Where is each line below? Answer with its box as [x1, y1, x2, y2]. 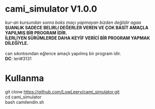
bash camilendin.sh [5, 99, 44, 105]
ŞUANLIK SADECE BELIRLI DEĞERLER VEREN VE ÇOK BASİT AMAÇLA [5, 24, 149, 30]
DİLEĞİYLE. [5, 40, 29, 46]
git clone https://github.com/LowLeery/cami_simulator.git [5, 89, 120, 94]
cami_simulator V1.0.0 [5, 3, 97, 15]
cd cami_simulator [5, 94, 42, 100]
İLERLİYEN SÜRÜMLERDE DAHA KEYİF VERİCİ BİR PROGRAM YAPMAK [5, 35, 150, 41]
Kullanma [5, 73, 44, 84]
